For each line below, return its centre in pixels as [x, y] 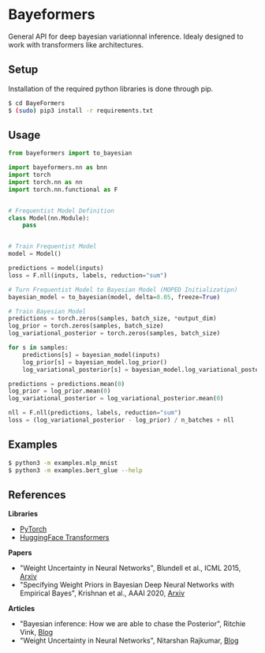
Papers [20, 553]
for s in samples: [38, 348]
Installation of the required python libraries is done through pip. [111, 88]
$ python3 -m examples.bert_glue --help [76, 470]
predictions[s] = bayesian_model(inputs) [91, 355]
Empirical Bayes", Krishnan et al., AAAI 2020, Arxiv [102, 593]
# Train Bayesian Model [47, 311]
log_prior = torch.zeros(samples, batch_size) [86, 326]
